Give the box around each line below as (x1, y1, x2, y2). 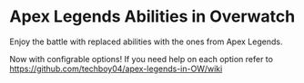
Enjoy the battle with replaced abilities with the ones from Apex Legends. (9, 36, 283, 47)
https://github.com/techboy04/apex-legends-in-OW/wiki (9, 63, 223, 74)
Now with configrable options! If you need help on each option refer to (9, 53, 273, 64)
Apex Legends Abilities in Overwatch (9, 6, 296, 27)
